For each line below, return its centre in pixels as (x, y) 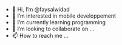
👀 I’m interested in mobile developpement (64, 16)
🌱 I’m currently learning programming (59, 22)
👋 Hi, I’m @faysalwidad (41, 9)
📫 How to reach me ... (40, 36)
